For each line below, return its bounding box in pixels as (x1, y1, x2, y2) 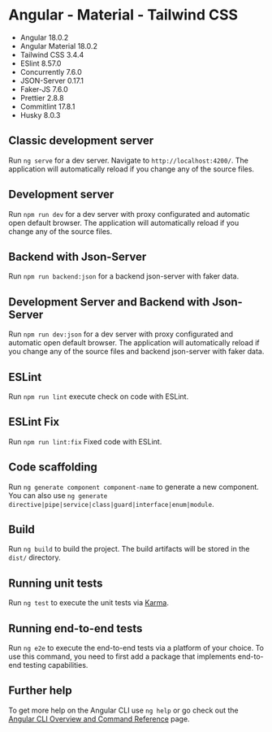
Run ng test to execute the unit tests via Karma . (8, 598, 169, 608)
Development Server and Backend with (8, 295, 210, 309)
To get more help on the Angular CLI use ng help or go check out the (8, 705, 239, 715)
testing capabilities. (23, 661, 89, 670)
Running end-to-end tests (8, 622, 143, 635)
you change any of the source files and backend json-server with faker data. (8, 347, 265, 357)
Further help (8, 684, 73, 698)
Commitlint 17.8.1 (19, 102, 76, 111)
